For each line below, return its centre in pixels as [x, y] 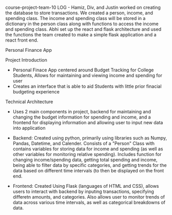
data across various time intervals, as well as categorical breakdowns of [89, 202]
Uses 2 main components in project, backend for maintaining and [82, 112]
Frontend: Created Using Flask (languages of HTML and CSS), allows [86, 186]
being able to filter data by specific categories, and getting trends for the [90, 165]
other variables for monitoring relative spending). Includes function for [87, 154]
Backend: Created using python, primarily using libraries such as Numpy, [90, 138]
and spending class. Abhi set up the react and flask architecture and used [83, 29]
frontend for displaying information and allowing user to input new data [88, 122]
